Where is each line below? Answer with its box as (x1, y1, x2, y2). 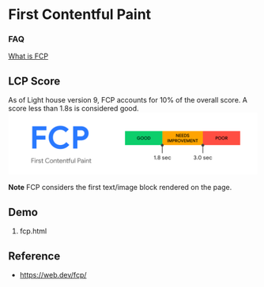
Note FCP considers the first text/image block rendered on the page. (8, 183, 232, 192)
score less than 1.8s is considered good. (8, 104, 140, 114)
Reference (8, 249, 61, 263)
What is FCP (8, 51, 49, 61)
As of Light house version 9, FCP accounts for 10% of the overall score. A (8, 95, 247, 105)
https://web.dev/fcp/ (19, 270, 87, 279)
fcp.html (19, 226, 47, 236)
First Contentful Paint (8, 6, 152, 24)
